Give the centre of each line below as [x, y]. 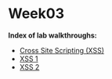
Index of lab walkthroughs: [53, 35]
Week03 [36, 14]
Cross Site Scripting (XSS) [61, 50]
